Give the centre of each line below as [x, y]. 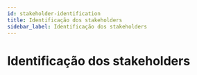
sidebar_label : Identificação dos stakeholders [77, 26]
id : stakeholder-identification [54, 14]
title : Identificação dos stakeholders [65, 20]
